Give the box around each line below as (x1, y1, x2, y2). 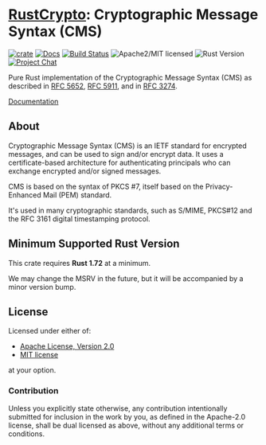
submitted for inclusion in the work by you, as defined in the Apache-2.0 (8, 412, 245, 421)
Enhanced (8, 189, 41, 200)
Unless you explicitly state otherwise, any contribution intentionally (8, 404, 228, 413)
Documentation (8, 96, 59, 106)
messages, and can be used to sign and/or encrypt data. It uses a (8, 149, 225, 158)
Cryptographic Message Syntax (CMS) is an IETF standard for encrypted (8, 141, 247, 150)
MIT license (19, 350, 58, 360)
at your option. (8, 365, 57, 375)
